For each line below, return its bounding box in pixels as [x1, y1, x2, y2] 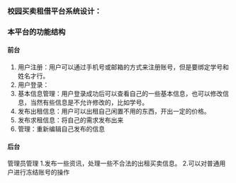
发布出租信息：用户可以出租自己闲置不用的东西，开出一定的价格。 [17, 107, 210, 116]
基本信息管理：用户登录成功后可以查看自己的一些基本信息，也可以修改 [17, 90, 223, 98]
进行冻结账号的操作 [13, 168, 69, 177]
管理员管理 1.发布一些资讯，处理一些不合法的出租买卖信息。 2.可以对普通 [7, 159, 220, 167]
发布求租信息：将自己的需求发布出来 [17, 116, 124, 124]
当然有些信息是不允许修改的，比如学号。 [30, 98, 149, 107]
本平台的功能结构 [7, 27, 66, 37]
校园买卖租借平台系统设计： [7, 6, 102, 16]
